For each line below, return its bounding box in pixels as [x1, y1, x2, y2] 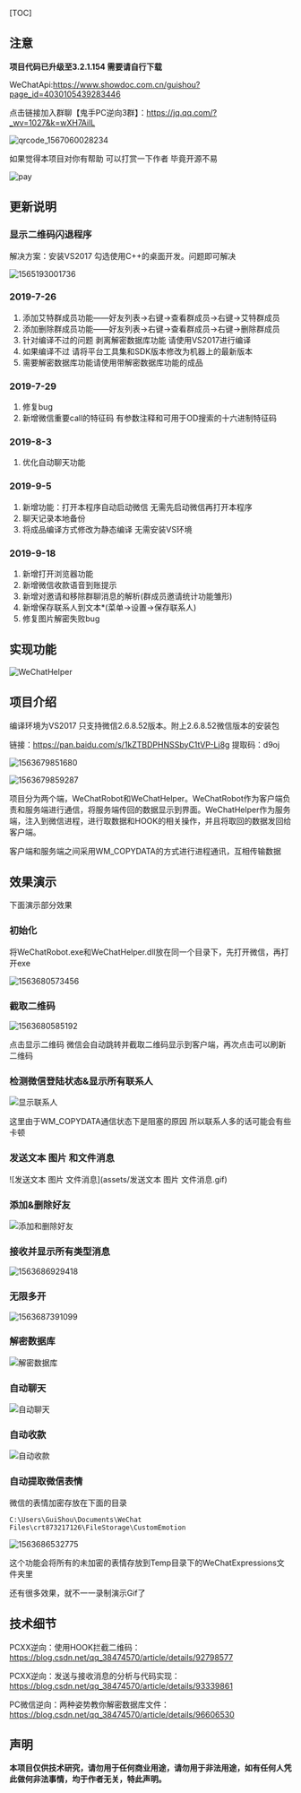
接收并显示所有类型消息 [9, 1245, 110, 1258]
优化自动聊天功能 [21, 457, 86, 468]
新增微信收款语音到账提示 [21, 579, 117, 590]
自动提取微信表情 [9, 1475, 83, 1487]
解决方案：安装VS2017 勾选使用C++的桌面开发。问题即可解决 [9, 250, 236, 261]
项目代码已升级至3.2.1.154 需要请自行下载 [9, 61, 163, 72]
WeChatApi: [9, 79, 54, 90]
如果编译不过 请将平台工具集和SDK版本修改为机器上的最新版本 [21, 345, 254, 357]
